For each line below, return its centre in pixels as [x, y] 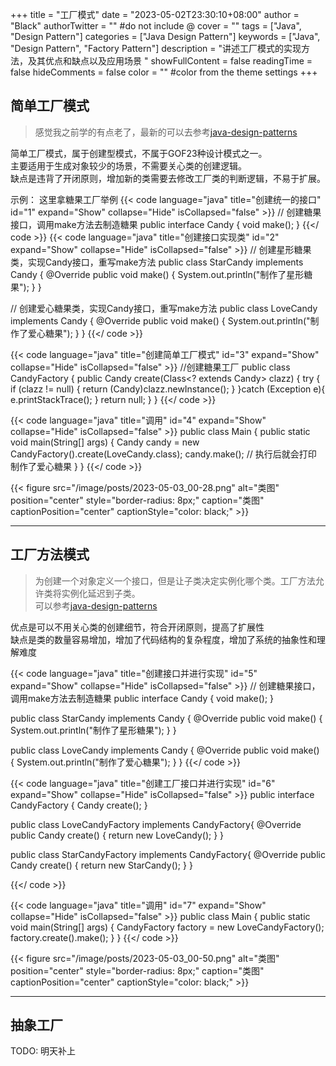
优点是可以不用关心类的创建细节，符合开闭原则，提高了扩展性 [137, 627]
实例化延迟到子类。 [101, 593]
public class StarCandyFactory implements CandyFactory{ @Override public [168, 854]
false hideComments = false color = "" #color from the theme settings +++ [164, 72]
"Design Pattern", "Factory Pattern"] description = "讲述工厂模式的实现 [156, 48]
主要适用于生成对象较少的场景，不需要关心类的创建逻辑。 [128, 165]
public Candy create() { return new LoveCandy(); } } [117, 835]
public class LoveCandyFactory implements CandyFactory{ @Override [156, 824]
